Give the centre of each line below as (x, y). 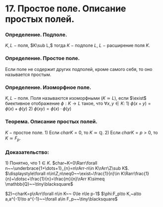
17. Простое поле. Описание (66, 9)
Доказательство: (27, 152)
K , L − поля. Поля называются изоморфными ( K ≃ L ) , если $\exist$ (76, 98)
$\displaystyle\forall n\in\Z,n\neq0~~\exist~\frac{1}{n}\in (62, 174)
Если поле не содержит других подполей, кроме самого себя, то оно (79, 69)
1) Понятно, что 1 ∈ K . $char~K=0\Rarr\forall (51, 163)
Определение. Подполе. (36, 35)
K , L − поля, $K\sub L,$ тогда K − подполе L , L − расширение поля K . (78, 46)
